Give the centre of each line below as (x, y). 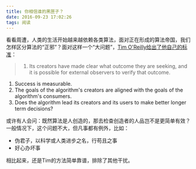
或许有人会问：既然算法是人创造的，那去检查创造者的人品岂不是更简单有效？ (98, 121)
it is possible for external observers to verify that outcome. (100, 72)
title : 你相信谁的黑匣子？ (35, 11)
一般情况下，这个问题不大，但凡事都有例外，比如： (68, 128)
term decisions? (34, 109)
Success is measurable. (43, 84)
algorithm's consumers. (43, 96)
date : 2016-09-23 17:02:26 (39, 17)
